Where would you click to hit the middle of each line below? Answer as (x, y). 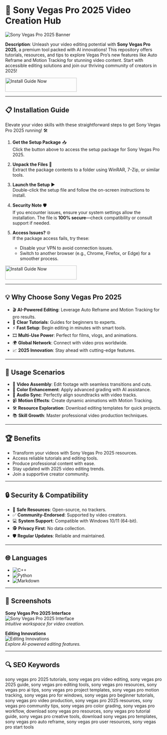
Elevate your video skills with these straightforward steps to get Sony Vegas (83, 125)
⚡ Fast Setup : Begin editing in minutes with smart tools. (69, 328)
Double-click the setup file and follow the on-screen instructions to (81, 190)
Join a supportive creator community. (51, 474)
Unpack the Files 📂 (32, 164)
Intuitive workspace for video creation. (45, 624)
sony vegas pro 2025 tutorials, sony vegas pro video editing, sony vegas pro (83, 679)
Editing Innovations (26, 633)
